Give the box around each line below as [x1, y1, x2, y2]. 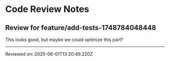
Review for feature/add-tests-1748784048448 [5, 23, 156, 32]
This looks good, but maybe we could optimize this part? [5, 36, 123, 42]
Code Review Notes [5, 3, 90, 15]
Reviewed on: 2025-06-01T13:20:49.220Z [5, 51, 93, 57]
